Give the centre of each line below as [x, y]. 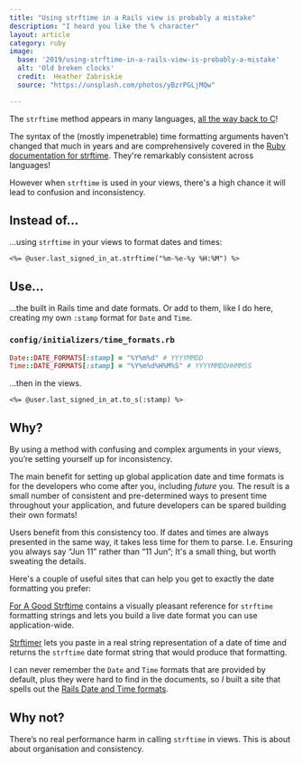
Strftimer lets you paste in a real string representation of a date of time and [148, 643]
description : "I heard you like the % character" [105, 26]
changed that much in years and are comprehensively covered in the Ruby [147, 146]
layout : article [40, 34]
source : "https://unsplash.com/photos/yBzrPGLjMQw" [117, 85]
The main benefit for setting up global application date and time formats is [147, 476]
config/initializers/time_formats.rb [92, 340]
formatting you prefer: [50, 589]
